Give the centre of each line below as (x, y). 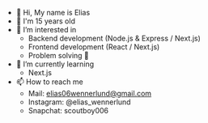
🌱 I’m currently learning (55, 64)
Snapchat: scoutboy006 (68, 110)
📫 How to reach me (49, 82)
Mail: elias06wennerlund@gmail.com (90, 93)
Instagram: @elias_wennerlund (79, 102)
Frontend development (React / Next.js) (94, 47)
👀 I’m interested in (46, 30)
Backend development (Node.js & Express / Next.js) (114, 38)
